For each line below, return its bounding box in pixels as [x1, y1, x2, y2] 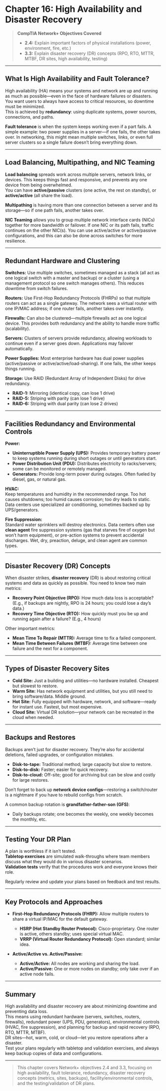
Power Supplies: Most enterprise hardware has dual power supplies [5, 355, 144, 361]
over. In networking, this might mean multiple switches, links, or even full [5, 134, 153, 140]
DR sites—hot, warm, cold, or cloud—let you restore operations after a [5, 1035, 148, 1041]
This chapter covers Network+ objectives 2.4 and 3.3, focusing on [17, 1065, 152, 1071]
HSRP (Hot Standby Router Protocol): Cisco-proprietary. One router [19, 925, 159, 932]
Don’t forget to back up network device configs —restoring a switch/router [5, 787, 158, 793]
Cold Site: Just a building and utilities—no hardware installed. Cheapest [12, 677, 159, 683]
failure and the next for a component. [12, 646, 88, 651]
